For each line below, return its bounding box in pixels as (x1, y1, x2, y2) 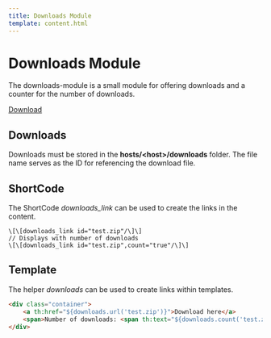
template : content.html (8, 19, 89, 27)
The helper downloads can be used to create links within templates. (8, 284, 234, 294)
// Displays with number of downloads (8, 235, 139, 243)
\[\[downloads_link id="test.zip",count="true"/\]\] (8, 241, 190, 250)
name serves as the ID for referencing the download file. (8, 158, 196, 168)
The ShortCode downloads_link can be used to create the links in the (8, 203, 238, 213)
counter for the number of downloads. (8, 90, 135, 99)
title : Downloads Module (8, 11, 92, 20)
